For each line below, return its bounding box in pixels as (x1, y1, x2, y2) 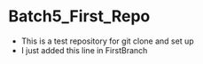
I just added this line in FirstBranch (20, 44, 148, 55)
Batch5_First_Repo (8, 6, 151, 27)
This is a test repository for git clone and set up (20, 36, 194, 46)
